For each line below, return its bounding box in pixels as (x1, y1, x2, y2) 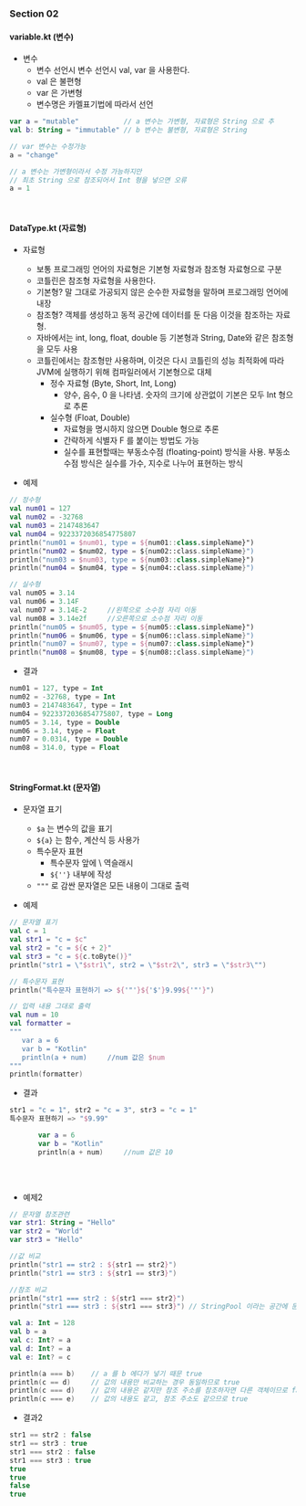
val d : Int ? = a (9, 1343, 71, 1353)
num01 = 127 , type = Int (9, 684, 104, 693)
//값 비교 (9, 1252, 41, 1261)
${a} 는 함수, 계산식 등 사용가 (36, 835, 140, 846)
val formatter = (9, 1019, 71, 1028)
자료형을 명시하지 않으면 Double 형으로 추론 (63, 424, 219, 435)
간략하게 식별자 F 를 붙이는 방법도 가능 (63, 435, 200, 446)
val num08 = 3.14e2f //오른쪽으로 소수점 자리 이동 (9, 614, 203, 623)
